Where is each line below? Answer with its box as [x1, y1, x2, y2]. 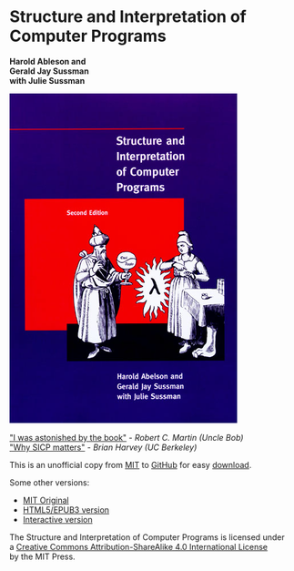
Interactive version [22, 514, 93, 525]
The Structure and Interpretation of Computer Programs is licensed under [9, 531, 285, 543]
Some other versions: [9, 476, 90, 488]
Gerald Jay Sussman [9, 66, 89, 76]
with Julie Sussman [9, 75, 86, 86]
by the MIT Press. [9, 551, 76, 562]
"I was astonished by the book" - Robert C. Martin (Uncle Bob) [9, 432, 244, 443]
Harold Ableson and [9, 56, 86, 66]
